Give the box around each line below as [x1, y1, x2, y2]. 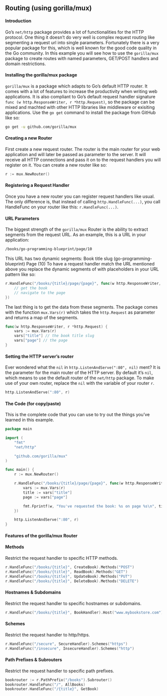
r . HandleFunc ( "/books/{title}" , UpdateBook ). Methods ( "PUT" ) [5, 574, 133, 579]
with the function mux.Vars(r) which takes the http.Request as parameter [5, 309, 156, 315]
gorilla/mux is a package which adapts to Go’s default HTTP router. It [5, 83, 148, 89]
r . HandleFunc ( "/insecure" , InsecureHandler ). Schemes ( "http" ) [5, 646, 135, 651]
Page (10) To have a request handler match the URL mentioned [26, 261, 155, 267]
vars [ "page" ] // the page [14, 338, 68, 343]
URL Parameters [5, 215, 40, 221]
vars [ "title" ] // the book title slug [14, 333, 94, 339]
